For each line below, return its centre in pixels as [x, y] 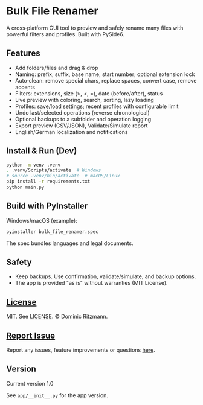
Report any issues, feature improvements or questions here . [81, 350]
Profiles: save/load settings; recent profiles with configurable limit [97, 106]
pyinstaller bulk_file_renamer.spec [52, 231]
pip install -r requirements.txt [48, 182]
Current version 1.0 [30, 383]
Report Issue [31, 335]
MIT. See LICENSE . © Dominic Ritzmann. [57, 317]
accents [25, 87]
